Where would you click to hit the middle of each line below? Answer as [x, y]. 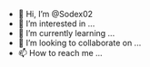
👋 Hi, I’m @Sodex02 [55, 14]
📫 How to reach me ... [60, 53]
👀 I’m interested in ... [56, 24]
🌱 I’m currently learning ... [66, 33]
